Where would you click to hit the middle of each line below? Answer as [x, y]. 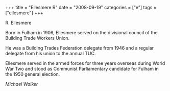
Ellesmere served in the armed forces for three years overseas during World [85, 63]
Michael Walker [22, 84]
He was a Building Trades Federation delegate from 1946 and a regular [80, 48]
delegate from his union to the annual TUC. [51, 53]
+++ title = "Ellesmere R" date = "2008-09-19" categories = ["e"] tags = [81, 7]
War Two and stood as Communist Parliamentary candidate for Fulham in [82, 69]
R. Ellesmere [18, 23]
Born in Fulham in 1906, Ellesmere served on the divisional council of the [81, 32]
